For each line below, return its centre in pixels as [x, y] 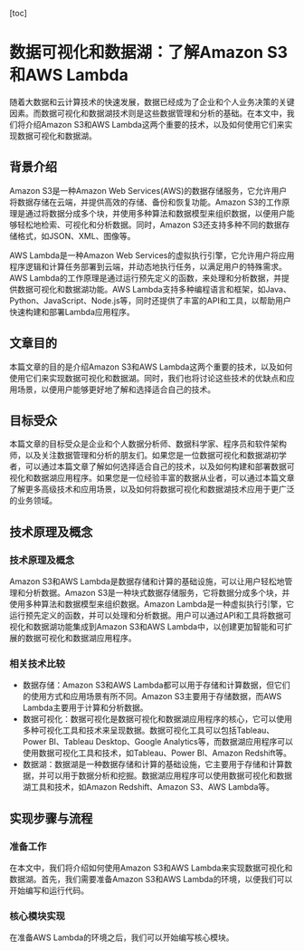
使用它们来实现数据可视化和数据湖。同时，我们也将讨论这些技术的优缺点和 [148, 378]
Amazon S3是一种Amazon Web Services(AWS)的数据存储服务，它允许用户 [148, 190]
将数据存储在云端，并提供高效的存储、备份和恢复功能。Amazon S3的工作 [146, 202]
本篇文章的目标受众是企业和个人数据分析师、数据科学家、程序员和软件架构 [148, 444]
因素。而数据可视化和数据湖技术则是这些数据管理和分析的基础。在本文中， [148, 113]
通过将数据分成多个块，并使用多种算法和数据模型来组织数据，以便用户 [156, 213]
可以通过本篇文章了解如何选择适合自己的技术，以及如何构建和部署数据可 [160, 466]
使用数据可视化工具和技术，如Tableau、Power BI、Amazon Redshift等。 [157, 753]
